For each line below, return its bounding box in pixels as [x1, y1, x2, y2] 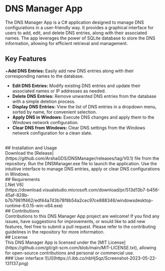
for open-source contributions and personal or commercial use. [5, 250, 134, 256]
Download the [5, 150, 33, 156]
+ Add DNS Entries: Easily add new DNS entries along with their [5, 68, 134, 74]
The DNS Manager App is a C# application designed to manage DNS [5, 19, 144, 25]
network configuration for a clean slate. [12, 130, 93, 136]
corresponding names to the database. [5, 73, 84, 79]
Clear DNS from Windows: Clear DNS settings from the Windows [12, 125, 145, 131]
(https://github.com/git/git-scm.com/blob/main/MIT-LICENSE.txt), [5, 244, 138, 250]
